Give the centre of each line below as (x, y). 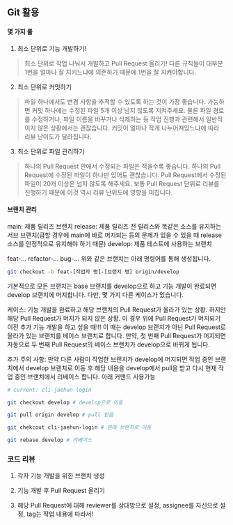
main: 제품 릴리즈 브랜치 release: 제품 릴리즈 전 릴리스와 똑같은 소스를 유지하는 (114, 226)
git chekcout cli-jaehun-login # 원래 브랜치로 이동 (79, 427)
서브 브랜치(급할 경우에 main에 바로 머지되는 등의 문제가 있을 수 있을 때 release (115, 235)
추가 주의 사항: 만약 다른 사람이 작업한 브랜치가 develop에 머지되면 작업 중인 (110, 359)
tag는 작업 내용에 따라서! (60, 514)
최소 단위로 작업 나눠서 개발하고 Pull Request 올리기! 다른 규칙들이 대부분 (124, 63)
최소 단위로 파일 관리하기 (51, 151)
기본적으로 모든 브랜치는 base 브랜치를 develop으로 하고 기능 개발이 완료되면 (112, 286)
